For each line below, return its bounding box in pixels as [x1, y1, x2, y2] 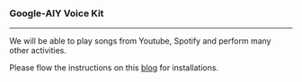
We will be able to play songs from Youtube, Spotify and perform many [9, 36, 271, 46]
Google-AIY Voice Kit [9, 7, 104, 20]
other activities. [9, 45, 67, 56]
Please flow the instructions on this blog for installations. [9, 62, 218, 73]
